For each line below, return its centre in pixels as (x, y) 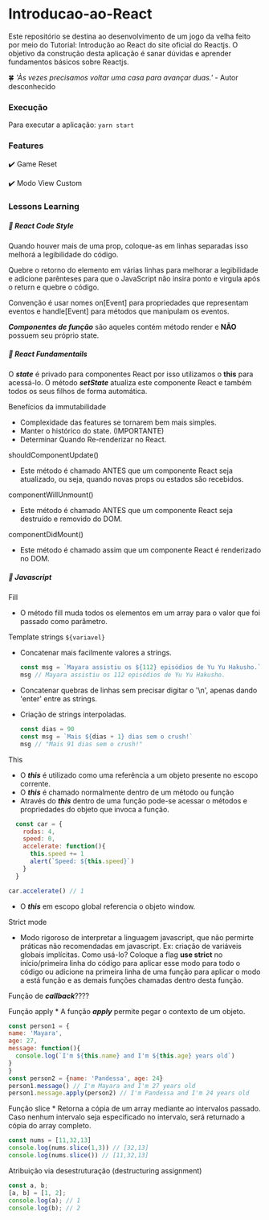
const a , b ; (28, 1185)
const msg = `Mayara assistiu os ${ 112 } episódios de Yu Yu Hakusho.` (141, 668)
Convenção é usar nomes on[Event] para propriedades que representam (128, 303)
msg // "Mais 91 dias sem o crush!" (81, 744)
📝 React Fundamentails (48, 354)
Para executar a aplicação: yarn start (71, 125)
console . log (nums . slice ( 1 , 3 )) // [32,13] (79, 1148)
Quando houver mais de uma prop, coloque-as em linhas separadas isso (128, 246)
